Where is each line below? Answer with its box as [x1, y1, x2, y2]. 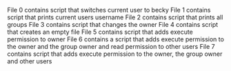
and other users [7, 57, 52, 65]
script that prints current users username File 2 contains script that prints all [7, 13, 223, 21]
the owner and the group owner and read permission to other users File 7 [7, 43, 215, 50]
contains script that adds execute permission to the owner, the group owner [7, 50, 223, 58]
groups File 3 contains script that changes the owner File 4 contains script [7, 21, 219, 28]
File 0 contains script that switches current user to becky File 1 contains [7, 6, 211, 14]
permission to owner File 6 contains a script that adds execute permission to [7, 35, 224, 43]
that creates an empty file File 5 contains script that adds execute [7, 28, 193, 36]
